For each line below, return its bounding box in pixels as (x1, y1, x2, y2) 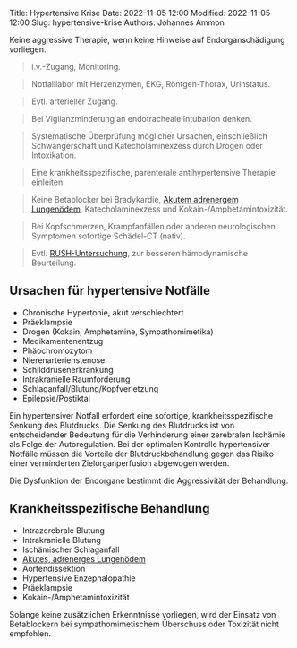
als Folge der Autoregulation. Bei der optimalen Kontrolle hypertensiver (9, 438, 271, 449)
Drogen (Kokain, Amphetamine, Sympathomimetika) (21, 326, 214, 337)
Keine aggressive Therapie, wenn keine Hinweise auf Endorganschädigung (9, 35, 285, 45)
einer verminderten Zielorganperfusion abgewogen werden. (9, 457, 230, 469)
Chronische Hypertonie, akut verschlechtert (21, 307, 184, 317)
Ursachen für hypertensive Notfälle (9, 283, 211, 298)
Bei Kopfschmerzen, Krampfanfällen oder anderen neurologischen (30, 221, 276, 231)
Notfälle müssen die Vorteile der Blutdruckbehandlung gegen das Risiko (9, 448, 275, 459)
